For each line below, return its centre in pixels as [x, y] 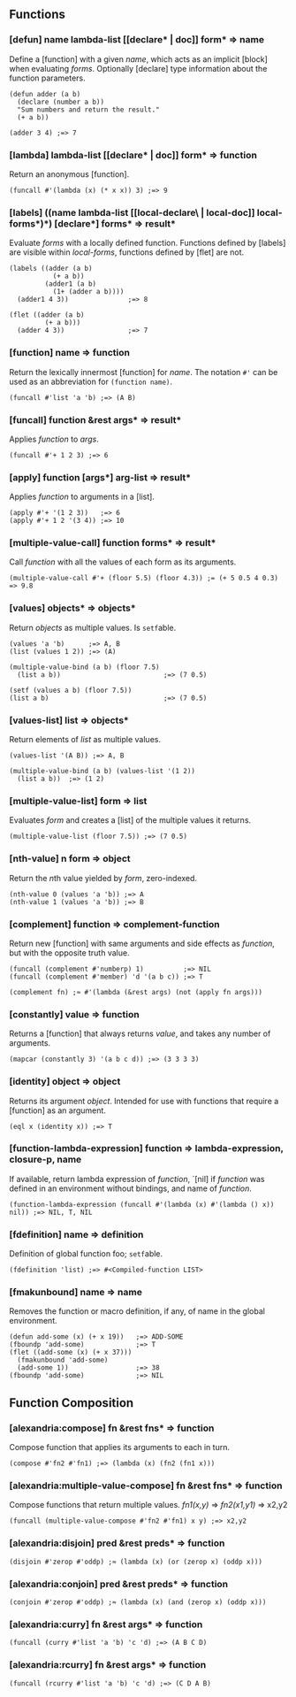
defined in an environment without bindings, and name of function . [130, 1188]
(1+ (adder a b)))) [88, 292]
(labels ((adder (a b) [51, 269]
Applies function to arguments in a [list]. [82, 497]
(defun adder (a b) [45, 94]
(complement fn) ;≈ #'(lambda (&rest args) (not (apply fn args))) [136, 992]
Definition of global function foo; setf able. [86, 1254]
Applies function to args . [54, 439]
